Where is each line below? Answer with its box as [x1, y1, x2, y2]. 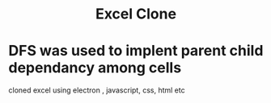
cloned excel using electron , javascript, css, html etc [8, 85, 185, 95]
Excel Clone [95, 5, 176, 23]
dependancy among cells [8, 59, 182, 77]
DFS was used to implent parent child [8, 42, 264, 60]
